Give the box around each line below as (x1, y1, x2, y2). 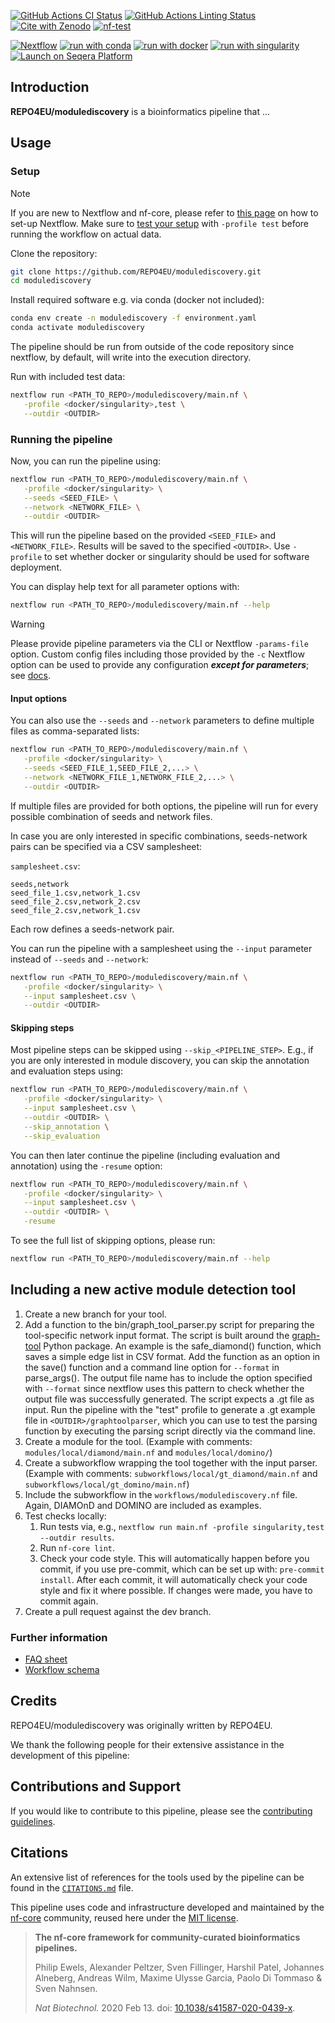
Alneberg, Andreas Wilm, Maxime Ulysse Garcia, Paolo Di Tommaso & (34, 1971, 323, 1984)
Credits (10, 1693, 58, 1710)
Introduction (10, 79, 90, 96)
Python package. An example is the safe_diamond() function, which (43, 1340, 322, 1352)
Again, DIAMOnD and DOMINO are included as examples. (24, 1499, 262, 1511)
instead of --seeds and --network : (10, 953, 149, 965)
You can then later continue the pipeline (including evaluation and (10, 1149, 281, 1161)
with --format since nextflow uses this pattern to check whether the (24, 1382, 305, 1394)
